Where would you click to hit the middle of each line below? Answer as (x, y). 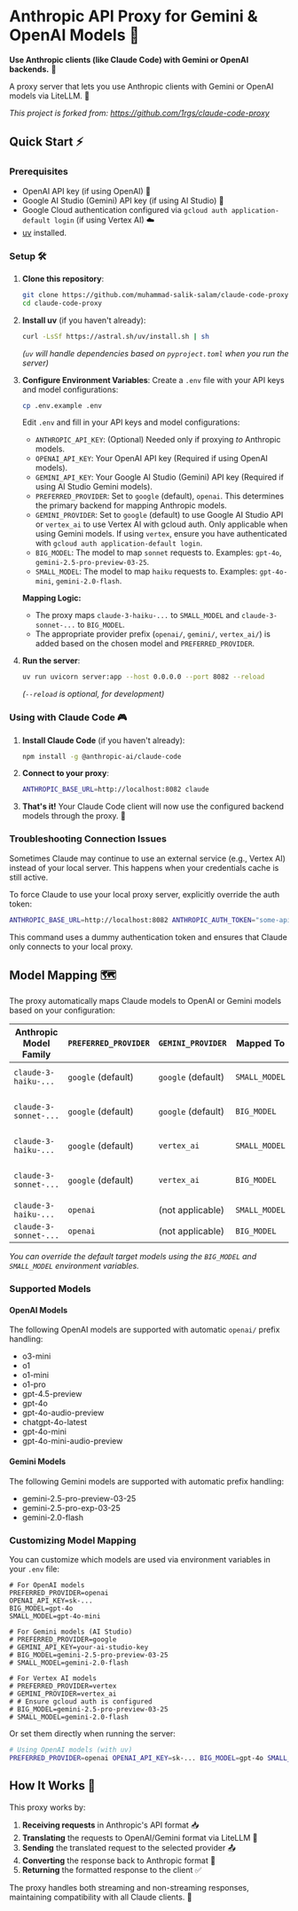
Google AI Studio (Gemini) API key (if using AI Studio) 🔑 (123, 200)
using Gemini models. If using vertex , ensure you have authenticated (161, 534)
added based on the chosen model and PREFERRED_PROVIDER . (145, 644)
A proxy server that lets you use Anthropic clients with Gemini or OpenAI (141, 86)
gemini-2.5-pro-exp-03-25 (71, 1508)
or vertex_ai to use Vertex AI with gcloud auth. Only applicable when (161, 524)
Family (36, 1054)
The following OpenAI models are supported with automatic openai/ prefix (145, 1330)
